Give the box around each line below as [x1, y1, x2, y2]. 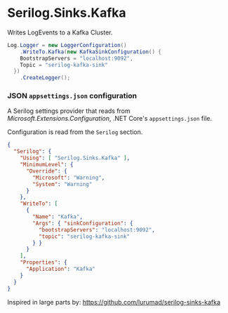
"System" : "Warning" [32, 180, 93, 187]
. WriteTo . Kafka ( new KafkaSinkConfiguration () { [20, 48, 161, 55]
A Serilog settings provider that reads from [7, 107, 131, 115]
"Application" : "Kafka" [25, 265, 96, 273]
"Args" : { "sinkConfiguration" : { [32, 220, 133, 227]
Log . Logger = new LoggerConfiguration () [7, 41, 128, 48]
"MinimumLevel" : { [20, 161, 74, 168]
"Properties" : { [20, 259, 68, 266]
